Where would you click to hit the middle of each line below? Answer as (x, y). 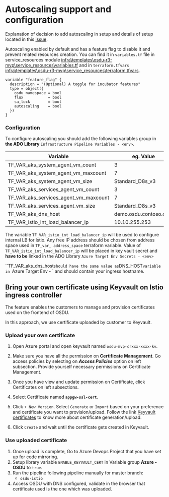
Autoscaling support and (58, 9)
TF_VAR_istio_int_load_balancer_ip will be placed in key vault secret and (81, 251)
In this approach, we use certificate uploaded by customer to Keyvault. (78, 322)
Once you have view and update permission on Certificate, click (79, 382)
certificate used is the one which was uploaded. (62, 489)
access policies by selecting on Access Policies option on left (77, 361)
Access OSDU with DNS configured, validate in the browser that (79, 483)
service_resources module (33, 59)
